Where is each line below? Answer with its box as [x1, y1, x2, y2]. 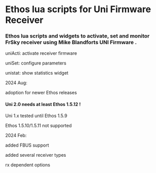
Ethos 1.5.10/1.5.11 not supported [5, 122, 72, 128]
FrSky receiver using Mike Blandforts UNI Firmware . [5, 39, 137, 46]
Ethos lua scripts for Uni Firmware [5, 4, 151, 15]
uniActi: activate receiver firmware [5, 50, 77, 56]
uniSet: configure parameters [5, 60, 67, 66]
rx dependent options [5, 161, 51, 168]
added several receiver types [5, 152, 66, 158]
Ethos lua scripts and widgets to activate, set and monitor [5, 32, 150, 40]
